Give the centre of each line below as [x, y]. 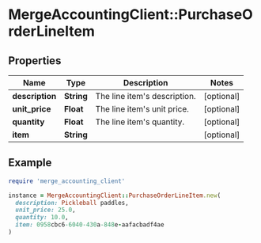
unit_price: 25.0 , [46, 210]
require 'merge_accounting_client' [67, 181]
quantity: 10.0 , [42, 218]
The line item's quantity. [140, 122]
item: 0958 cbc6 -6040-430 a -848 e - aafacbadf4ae [90, 225]
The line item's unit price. [142, 109]
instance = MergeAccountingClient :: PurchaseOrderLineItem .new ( [115, 196]
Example [30, 163]
